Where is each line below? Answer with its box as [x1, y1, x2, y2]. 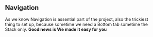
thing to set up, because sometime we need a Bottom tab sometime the [5, 21, 148, 27]
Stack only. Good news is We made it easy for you [5, 26, 107, 32]
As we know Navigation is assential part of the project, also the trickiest [5, 16, 148, 22]
